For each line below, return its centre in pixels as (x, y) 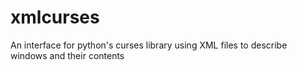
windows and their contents (67, 55)
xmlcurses (55, 17)
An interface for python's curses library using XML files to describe (149, 45)
